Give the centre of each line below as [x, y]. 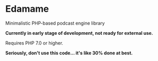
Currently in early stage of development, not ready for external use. [79, 33]
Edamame [27, 9]
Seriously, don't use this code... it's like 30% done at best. [69, 53]
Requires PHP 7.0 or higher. [34, 43]
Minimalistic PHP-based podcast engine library [55, 23]
